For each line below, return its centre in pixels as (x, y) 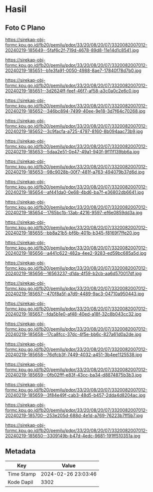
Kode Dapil (20, 482)
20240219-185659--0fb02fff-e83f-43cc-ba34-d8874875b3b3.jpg (74, 375)
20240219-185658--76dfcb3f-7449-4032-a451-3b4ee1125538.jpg (74, 355)
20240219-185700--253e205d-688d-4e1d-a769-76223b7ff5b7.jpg (74, 415)
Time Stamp (22, 474)
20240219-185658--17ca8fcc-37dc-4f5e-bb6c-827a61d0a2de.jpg (73, 334)
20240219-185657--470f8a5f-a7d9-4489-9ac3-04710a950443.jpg (75, 294)
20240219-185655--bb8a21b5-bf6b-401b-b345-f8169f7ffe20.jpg (73, 233)
